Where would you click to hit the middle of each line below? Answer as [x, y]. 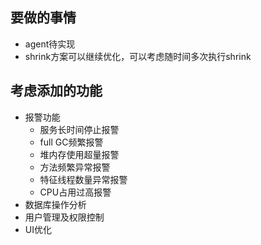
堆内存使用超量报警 [79, 154]
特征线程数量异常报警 [83, 179]
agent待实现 [50, 44]
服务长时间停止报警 [79, 129]
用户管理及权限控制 [64, 217]
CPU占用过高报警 [75, 192]
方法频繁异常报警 [75, 167]
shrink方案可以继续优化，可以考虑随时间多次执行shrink [138, 56]
